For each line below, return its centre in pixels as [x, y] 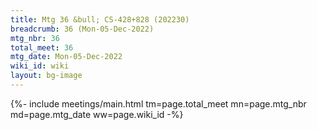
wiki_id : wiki [40, 66]
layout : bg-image [46, 76]
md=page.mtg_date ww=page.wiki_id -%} [97, 114]
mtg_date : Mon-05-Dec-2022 [66, 57]
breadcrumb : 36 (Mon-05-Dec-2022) [82, 29]
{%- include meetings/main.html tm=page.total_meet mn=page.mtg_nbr [158, 103]
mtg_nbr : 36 [35, 38]
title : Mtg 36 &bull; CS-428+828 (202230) [100, 19]
